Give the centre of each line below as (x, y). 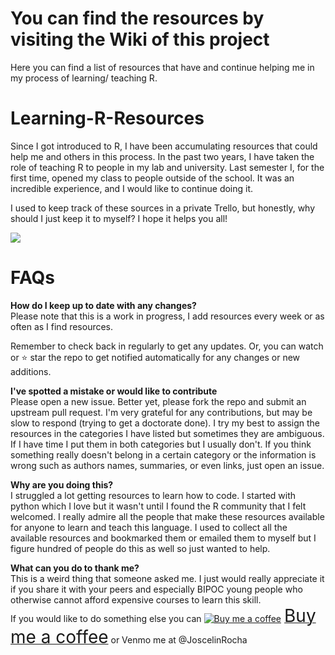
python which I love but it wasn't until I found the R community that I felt (158, 506)
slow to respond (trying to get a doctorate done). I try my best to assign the (165, 423)
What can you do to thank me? (75, 568)
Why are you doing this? (62, 484)
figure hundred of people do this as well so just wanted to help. (140, 548)
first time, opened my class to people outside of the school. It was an (152, 178)
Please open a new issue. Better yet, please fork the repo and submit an (158, 401)
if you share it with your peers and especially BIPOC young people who (156, 589)
